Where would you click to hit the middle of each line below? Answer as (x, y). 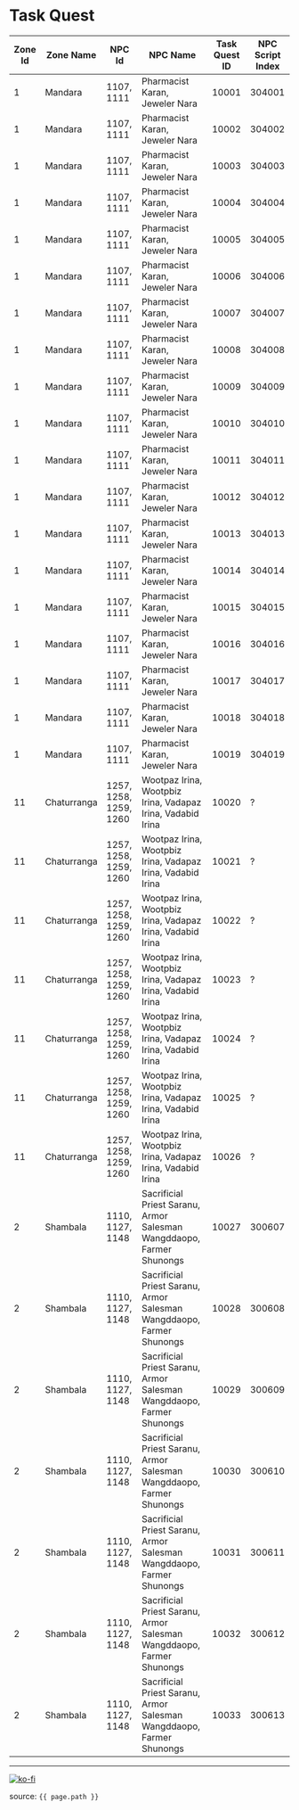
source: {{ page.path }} (54, 1796)
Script (268, 54)
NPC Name (173, 54)
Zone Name (71, 54)
